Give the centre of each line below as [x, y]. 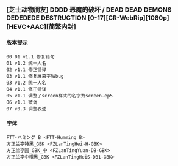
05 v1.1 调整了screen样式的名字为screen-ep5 [59, 96]
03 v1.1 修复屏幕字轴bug [35, 77]
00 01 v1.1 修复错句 [30, 57]
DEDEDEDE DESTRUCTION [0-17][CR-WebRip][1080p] [88, 18]
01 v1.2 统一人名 [27, 63]
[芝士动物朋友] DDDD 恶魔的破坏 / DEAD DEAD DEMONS [89, 9]
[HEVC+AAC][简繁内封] [41, 26]
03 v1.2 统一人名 [27, 83]
